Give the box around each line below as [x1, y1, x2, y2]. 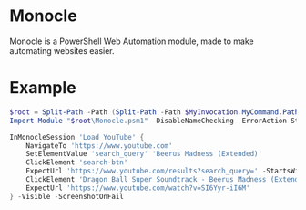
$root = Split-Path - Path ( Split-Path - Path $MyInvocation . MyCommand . [9, 107, 283, 117]
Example [9, 78, 76, 99]
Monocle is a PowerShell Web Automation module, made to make [9, 36, 254, 47]
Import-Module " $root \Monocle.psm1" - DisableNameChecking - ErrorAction [9, 116, 287, 125]
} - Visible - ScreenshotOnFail [9, 192, 125, 201]
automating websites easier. [9, 45, 116, 56]
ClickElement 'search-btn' [25, 158, 128, 167]
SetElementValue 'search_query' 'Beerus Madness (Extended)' [25, 150, 262, 159]
